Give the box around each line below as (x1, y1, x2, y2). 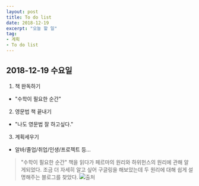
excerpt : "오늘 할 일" (6, 25, 58, 32)
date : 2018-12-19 (6, 20, 49, 26)
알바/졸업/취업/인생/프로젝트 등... (14, 145, 91, 153)
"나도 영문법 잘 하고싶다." (14, 120, 74, 128)
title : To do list (6, 14, 52, 20)
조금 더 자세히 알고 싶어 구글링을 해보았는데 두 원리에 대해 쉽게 (43, 166, 187, 173)
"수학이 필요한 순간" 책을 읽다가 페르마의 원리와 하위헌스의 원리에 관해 (20, 159, 183, 166)
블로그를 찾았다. (41, 173, 78, 181)
